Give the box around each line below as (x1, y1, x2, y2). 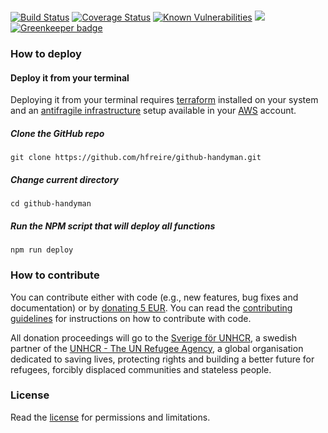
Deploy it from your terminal (10, 71, 130, 84)
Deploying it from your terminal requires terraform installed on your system (10, 94, 319, 106)
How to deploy (10, 47, 82, 61)
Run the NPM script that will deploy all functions (10, 220, 216, 232)
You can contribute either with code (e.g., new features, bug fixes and (10, 291, 299, 303)
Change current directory (10, 173, 120, 185)
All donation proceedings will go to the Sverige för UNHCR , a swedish (10, 331, 298, 344)
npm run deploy (10, 245, 74, 255)
